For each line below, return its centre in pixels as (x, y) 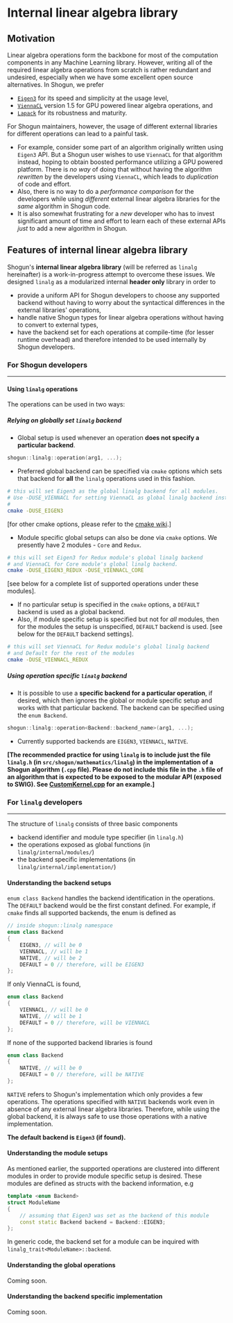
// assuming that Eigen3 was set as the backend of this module (114, 1215)
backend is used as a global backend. (71, 612)
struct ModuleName (34, 1202)
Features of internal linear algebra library (98, 250)
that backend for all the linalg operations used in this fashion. (106, 479)
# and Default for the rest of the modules (71, 654)
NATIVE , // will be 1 (51, 1016)
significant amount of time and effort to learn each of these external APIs (121, 221)
